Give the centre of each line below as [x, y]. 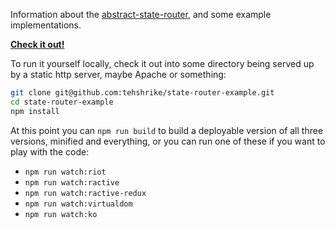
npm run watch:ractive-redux [85, 193]
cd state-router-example [62, 102]
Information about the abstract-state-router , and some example [141, 14]
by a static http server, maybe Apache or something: [118, 74]
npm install [35, 111]
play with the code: [50, 151]
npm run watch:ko [61, 214]
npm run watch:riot [65, 172]
